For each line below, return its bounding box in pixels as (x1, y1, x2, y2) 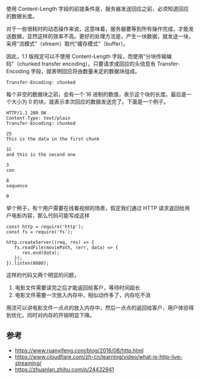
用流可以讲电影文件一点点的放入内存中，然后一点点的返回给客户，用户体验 (6, 304, 189, 311)
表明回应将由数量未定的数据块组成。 (51, 68, 140, 74)
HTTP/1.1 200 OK (6, 110, 46, 116)
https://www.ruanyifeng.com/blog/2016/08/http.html (14, 347, 144, 354)
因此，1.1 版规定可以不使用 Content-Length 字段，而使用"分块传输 (6, 53, 167, 59)
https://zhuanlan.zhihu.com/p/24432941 (14, 365, 114, 373)
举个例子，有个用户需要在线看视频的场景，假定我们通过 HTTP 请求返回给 (6, 205, 185, 211)
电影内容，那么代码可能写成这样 (11, 212, 90, 219)
